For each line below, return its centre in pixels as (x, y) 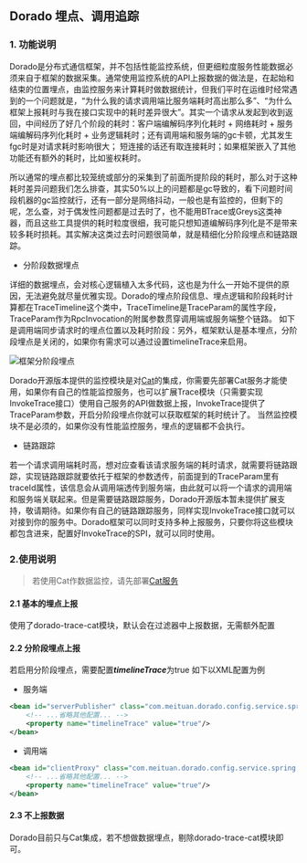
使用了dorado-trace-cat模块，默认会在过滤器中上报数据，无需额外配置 (143, 626)
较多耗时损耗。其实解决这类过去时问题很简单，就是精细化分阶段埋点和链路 (149, 234)
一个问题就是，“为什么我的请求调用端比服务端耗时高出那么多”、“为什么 (159, 100)
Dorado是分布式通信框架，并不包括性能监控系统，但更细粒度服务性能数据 (148, 66)
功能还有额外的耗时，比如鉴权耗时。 (78, 157)
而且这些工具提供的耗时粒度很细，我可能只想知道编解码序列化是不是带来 (161, 223)
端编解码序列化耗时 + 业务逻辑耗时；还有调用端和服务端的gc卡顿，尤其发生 (151, 134)
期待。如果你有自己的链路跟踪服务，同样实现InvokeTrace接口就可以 (168, 510)
